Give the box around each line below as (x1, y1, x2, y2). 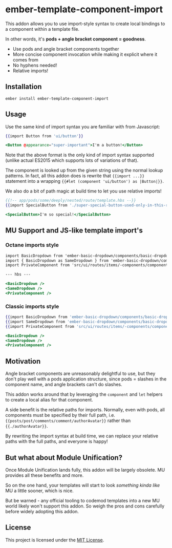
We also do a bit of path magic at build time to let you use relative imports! (5, 188, 162, 194)
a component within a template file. (5, 26, 80, 32)
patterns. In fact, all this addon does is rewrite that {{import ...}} (5, 173, 145, 179)
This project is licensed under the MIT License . (5, 537, 104, 543)
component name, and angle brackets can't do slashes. (5, 382, 123, 388)
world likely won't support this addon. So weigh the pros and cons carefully (5, 503, 165, 509)
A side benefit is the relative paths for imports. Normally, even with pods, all (5, 407, 165, 413)
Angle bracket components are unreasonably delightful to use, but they (5, 370, 156, 377)
